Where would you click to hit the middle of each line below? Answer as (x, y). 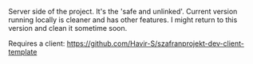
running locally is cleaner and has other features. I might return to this (123, 20)
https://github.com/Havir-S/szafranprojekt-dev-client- (156, 43)
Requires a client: (37, 43)
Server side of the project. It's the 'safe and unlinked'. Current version (123, 11)
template (23, 52)
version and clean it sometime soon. (68, 28)
